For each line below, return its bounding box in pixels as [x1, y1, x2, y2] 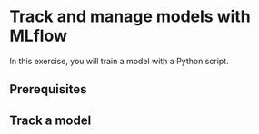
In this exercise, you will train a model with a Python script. [9, 55, 229, 66]
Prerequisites [9, 81, 87, 97]
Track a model [9, 112, 92, 128]
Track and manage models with [9, 6, 252, 27]
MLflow [9, 25, 68, 46]
